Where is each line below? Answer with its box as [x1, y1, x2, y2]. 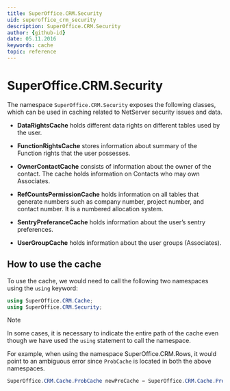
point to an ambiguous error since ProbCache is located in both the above [7, 357, 212, 366]
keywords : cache [7, 42, 53, 49]
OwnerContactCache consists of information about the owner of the [16, 162, 212, 170]
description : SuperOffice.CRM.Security [7, 23, 121, 29]
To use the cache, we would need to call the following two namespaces [7, 276, 209, 285]
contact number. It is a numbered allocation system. [16, 204, 164, 213]
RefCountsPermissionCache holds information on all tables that [16, 190, 199, 198]
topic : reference [7, 49, 57, 56]
